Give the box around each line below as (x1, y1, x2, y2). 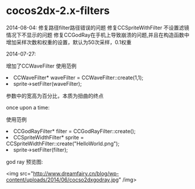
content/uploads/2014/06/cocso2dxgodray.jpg (6, 176, 119, 183)
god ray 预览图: (6, 158, 43, 165)
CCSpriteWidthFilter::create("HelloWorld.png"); (6, 140, 120, 147)
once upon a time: (6, 104, 50, 111)
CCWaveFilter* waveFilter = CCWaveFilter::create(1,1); (13, 74, 143, 81)
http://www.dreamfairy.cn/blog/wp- (33, 170, 119, 177)
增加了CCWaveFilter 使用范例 (6, 62, 77, 69)
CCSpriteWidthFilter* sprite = (13, 134, 84, 141)
